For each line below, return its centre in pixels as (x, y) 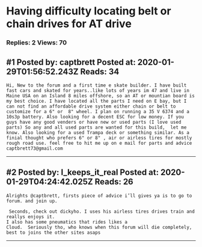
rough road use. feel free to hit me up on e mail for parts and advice (99, 143)
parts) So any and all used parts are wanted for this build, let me (96, 127)
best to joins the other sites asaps (54, 233)
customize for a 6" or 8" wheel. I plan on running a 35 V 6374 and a (98, 111)
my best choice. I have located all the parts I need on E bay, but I (96, 101)
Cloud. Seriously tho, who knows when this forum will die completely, (99, 227)
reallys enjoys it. (31, 217)
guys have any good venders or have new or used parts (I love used (94, 122)
